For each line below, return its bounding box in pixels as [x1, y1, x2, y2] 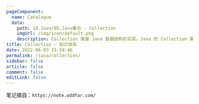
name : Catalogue [11, 14, 52, 20]
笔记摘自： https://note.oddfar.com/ [6, 92, 96, 99]
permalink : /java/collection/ [6, 53, 81, 58]
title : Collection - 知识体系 [6, 42, 77, 48]
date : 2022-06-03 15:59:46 [6, 47, 73, 53]
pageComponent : [6, 8, 44, 15]
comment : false [6, 69, 44, 75]
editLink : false [6, 74, 46, 80]
